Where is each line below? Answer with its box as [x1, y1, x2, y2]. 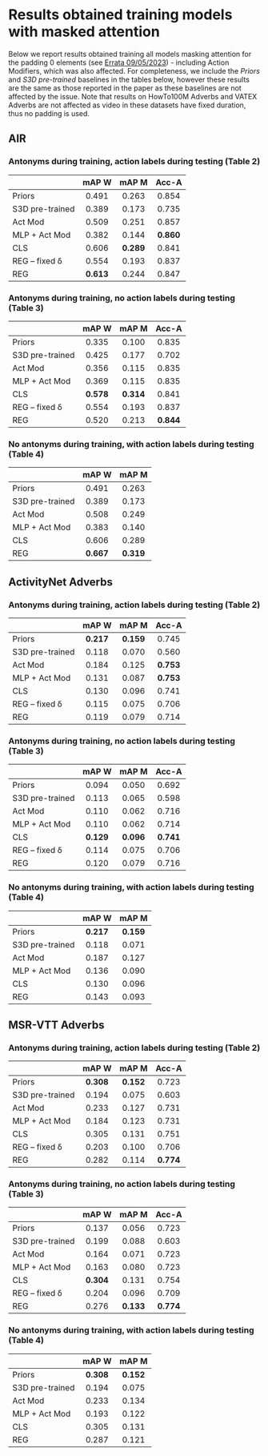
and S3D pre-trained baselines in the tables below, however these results [8, 74, 250, 84]
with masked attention [8, 22, 160, 41]
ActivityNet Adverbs [8, 575, 114, 589]
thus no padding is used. [8, 108, 90, 118]
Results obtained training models [8, 6, 233, 24]
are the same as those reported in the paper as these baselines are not [8, 82, 242, 93]
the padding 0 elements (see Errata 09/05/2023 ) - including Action [8, 58, 230, 67]
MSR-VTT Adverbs [8, 1018, 105, 1032]
